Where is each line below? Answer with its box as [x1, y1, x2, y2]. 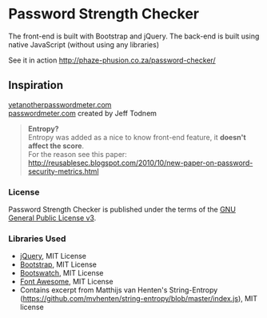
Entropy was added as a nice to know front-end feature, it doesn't [27, 132, 246, 142]
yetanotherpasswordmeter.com [8, 99, 112, 109]
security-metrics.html [27, 166, 99, 176]
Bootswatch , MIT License [19, 268, 104, 278]
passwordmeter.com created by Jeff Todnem [8, 108, 157, 118]
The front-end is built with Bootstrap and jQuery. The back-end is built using [8, 31, 260, 41]
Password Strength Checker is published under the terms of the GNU [8, 205, 236, 215]
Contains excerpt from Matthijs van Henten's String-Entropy [19, 285, 218, 295]
